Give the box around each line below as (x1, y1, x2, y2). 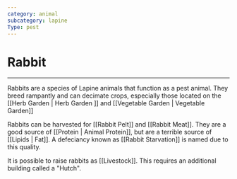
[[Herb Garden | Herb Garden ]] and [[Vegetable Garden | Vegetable (7, 99, 205, 108)
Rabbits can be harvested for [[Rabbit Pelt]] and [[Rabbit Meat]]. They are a (7, 120, 226, 129)
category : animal (7, 10, 59, 18)
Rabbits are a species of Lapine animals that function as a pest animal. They (7, 84, 229, 93)
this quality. (7, 143, 41, 151)
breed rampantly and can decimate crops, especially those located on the (7, 91, 221, 100)
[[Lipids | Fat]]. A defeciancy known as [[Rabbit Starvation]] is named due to (7, 135, 229, 144)
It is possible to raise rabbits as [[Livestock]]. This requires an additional (7, 156, 217, 165)
